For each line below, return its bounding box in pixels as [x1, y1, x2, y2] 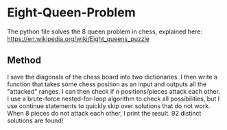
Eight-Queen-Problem [7, 5, 136, 21]
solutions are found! [7, 116, 64, 125]
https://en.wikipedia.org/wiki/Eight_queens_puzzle [7, 34, 150, 42]
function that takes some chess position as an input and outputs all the [7, 80, 207, 88]
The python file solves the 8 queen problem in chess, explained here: [7, 27, 203, 36]
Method [7, 55, 42, 66]
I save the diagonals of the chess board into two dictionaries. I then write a [7, 73, 218, 81]
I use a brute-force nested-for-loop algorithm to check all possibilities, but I [7, 94, 220, 103]
